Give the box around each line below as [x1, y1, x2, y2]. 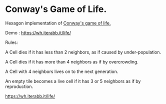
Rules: [5, 39, 18, 45]
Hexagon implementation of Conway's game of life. [5, 20, 111, 26]
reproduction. [5, 83, 33, 89]
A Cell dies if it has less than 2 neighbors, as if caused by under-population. [5, 49, 161, 55]
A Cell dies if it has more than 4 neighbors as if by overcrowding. [5, 58, 138, 64]
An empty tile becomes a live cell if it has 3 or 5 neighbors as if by [5, 78, 141, 84]
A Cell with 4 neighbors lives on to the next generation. [5, 68, 118, 74]
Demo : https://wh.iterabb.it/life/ [5, 29, 71, 35]
